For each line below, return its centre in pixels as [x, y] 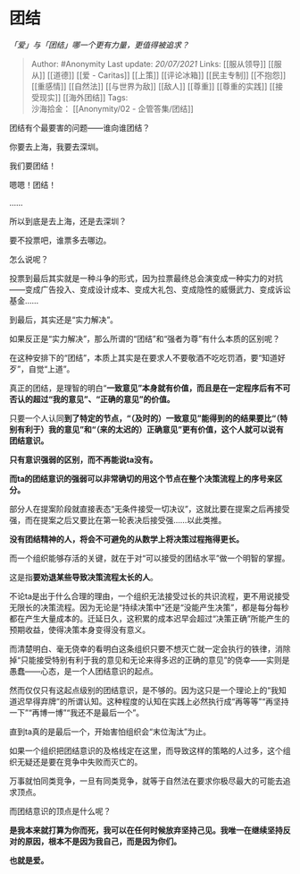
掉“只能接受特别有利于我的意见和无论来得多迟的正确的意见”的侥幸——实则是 [150, 660]
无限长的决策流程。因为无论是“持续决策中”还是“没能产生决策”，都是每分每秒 [149, 607]
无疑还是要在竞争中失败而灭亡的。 [79, 761]
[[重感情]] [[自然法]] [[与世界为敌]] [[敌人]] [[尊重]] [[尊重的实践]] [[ [153, 86]
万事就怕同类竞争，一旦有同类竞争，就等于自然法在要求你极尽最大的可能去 [146, 781]
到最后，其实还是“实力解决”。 [64, 320]
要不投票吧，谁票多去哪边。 [60, 240]
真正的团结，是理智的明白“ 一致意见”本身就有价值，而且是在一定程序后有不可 [150, 388]
